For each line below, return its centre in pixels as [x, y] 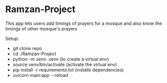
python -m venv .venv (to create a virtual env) [61, 59]
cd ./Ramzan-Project [34, 54]
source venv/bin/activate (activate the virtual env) [65, 64]
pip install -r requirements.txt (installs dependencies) [68, 70]
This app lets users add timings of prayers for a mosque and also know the [84, 23]
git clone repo [27, 48]
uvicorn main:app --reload [40, 75]
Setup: [12, 38]
